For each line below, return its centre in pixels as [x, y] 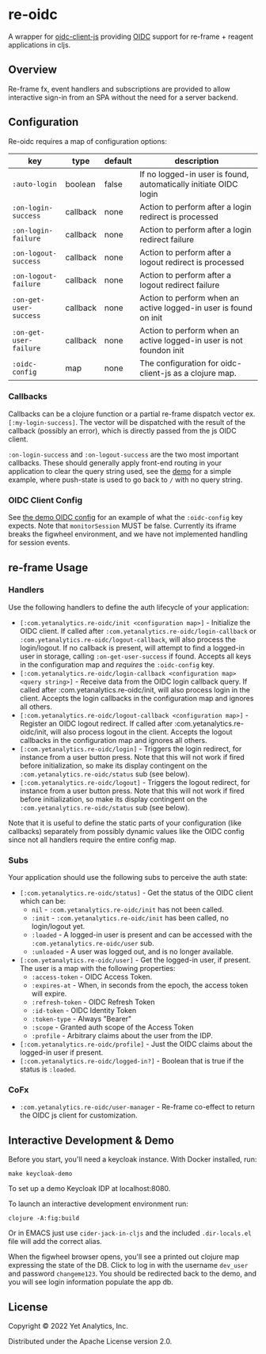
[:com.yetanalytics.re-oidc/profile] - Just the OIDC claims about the [136, 1044]
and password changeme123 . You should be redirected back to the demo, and [133, 1274]
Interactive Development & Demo [91, 1140]
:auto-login [35, 184]
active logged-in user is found [196, 308]
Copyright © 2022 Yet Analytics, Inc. [68, 1326]
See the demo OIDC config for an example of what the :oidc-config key [125, 518]
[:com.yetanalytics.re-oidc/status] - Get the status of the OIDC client [136, 893]
